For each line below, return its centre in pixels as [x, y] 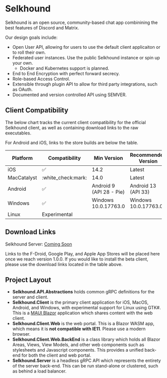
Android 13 [143, 186]
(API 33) [140, 192]
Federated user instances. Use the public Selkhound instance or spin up [86, 57]
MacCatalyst [22, 177]
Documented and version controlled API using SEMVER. [69, 95]
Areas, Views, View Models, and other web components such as [78, 345]
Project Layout [28, 280]
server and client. [30, 297]
